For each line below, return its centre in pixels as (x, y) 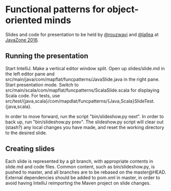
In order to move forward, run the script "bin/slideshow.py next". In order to (84, 116)
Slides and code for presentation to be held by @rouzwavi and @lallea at (82, 34)
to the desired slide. (26, 133)
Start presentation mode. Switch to (42, 84)
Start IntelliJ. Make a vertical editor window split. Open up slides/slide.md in (85, 68)
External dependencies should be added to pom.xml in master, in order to (83, 177)
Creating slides (30, 149)
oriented (24, 20)
